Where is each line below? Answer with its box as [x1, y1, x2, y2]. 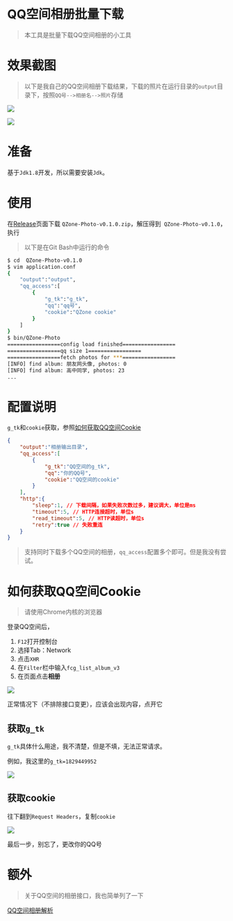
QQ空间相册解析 [7, 906, 54, 914]
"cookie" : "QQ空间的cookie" [44, 476, 120, 483]
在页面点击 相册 [17, 672, 61, 681]
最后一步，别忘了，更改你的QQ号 [7, 840, 102, 848]
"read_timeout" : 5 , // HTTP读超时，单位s [32, 514, 145, 522]
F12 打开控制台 [17, 638, 58, 646]
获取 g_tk [7, 722, 45, 734]
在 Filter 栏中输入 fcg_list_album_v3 [17, 663, 120, 672]
